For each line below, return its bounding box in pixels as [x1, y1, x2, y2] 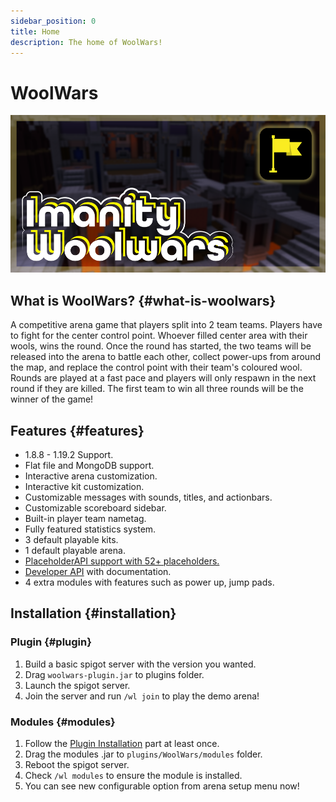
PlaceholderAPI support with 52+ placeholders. [24, 555, 220, 567]
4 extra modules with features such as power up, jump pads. [24, 576, 275, 588]
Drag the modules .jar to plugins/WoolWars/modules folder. [24, 748, 263, 760]
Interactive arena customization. [24, 470, 158, 482]
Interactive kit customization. [24, 480, 145, 492]
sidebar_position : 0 [10, 16, 97, 26]
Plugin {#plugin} [10, 635, 92, 649]
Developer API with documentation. [24, 565, 172, 577]
